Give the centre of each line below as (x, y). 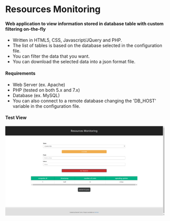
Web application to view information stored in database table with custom (84, 23)
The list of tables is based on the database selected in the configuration (87, 46)
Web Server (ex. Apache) (39, 84)
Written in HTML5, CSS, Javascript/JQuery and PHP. (67, 40)
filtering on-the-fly (26, 29)
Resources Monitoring (53, 9)
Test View (16, 118)
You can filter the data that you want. (51, 56)
